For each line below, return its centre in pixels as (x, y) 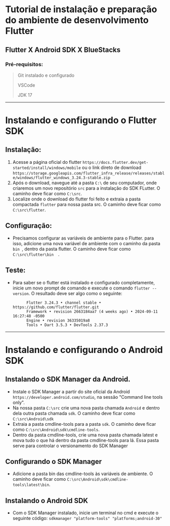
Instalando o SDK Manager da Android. (68, 379)
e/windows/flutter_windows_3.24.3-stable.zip (61, 178)
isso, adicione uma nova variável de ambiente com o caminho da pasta (86, 243)
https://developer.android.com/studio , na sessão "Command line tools (88, 397)
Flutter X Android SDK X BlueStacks (63, 50)
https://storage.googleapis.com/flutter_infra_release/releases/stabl (89, 173)
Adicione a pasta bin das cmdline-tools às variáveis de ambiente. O (83, 474)
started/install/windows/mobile (47, 168)
